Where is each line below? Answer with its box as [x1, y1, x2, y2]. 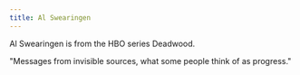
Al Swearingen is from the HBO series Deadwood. [9, 38, 196, 49]
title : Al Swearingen [9, 13, 92, 23]
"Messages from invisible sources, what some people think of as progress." [9, 55, 292, 66]
